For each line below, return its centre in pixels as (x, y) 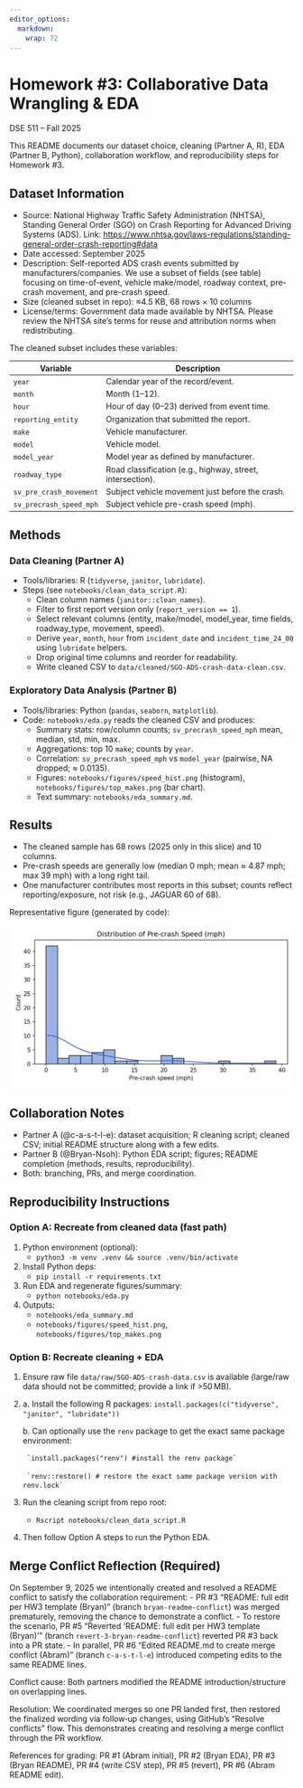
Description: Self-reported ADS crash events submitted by (130, 263)
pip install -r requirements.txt (99, 1277)
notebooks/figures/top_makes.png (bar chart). (120, 787)
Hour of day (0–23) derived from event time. (188, 406)
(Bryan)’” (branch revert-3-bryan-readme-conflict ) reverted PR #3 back (144, 1635)
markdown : (36, 28)
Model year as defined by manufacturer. (180, 457)
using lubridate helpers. (82, 648)
